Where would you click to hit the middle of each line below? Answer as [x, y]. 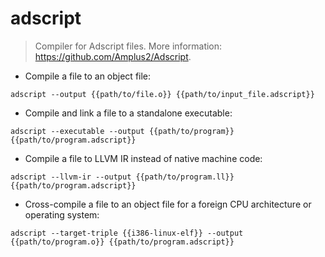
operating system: [62, 214]
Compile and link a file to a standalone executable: [128, 113]
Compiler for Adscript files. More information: [128, 46]
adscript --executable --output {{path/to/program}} [122, 131]
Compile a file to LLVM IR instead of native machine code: [143, 158]
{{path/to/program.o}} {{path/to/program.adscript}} [122, 242]
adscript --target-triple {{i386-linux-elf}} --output [127, 233]
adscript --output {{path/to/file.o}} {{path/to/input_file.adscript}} [162, 94]
